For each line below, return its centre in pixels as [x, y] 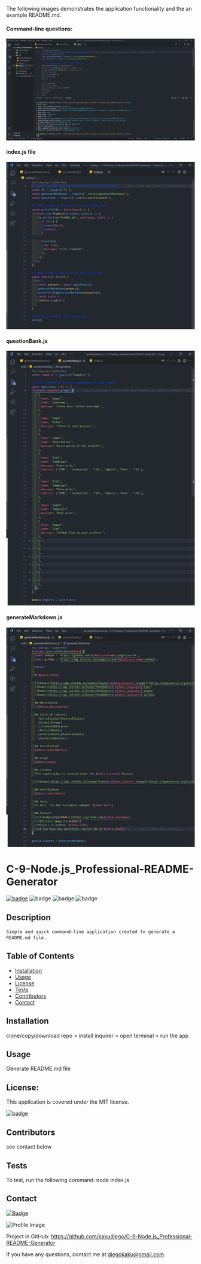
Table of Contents [40, 956]
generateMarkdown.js [34, 617]
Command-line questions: [39, 29]
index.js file [21, 152]
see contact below [29, 1147]
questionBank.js [27, 341]
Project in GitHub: [28, 1236]
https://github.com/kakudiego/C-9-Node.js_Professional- [121, 1236]
